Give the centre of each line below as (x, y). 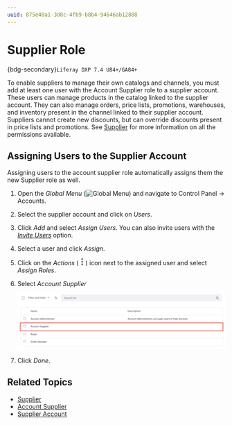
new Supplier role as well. (44, 180)
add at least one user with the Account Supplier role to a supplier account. (113, 90)
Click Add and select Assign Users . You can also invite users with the (116, 228)
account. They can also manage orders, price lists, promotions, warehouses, (116, 105)
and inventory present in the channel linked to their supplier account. (105, 112)
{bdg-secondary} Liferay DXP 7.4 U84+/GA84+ (72, 69)
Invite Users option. (45, 235)
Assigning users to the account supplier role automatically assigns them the (115, 173)
